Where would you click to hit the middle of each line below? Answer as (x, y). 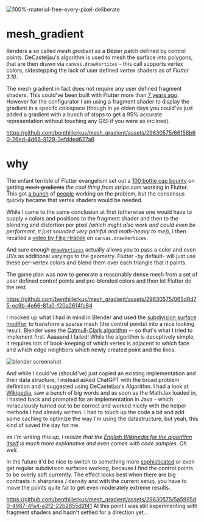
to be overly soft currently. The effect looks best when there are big (91, 474)
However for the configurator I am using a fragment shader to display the (98, 101)
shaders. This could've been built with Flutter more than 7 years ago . (93, 95)
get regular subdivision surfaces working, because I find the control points (100, 468)
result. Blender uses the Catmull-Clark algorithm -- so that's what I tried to (100, 330)
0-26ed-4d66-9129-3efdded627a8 (50, 139)
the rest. (17, 287)
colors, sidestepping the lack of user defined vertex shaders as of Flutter (98, 70)
